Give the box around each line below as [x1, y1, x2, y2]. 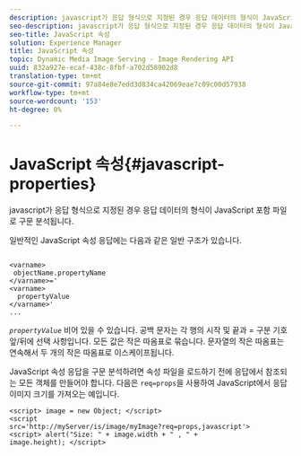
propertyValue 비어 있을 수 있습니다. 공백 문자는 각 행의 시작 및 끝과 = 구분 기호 [9, 325, 288, 336]
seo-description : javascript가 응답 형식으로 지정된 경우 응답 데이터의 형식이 [9, 22, 275, 31]
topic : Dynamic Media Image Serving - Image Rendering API [9, 55, 235, 64]
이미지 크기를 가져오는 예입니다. [9, 389, 120, 399]
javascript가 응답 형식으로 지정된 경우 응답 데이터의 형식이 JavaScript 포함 [9, 205, 271, 215]
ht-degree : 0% [9, 105, 63, 114]
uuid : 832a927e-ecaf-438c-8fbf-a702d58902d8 [9, 64, 178, 73]
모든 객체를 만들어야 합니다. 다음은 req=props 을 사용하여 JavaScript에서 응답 [18, 378, 288, 389]
